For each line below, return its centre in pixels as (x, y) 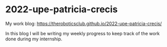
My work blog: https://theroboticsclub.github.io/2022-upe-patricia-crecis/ (84, 24)
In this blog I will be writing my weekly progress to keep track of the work (82, 33)
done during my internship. (34, 39)
